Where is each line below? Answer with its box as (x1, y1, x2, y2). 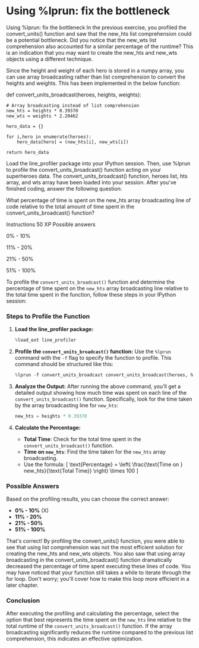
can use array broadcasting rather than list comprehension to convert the (6, 73, 186, 80)
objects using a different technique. (6, 55, 93, 62)
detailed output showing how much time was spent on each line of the (14, 389, 187, 396)
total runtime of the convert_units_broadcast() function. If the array (6, 622, 172, 630)
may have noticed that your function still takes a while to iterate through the (6, 569, 191, 576)
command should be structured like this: (14, 361, 114, 368)
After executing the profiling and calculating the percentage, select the (6, 610, 179, 617)
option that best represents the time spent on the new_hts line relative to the (6, 616, 191, 624)
